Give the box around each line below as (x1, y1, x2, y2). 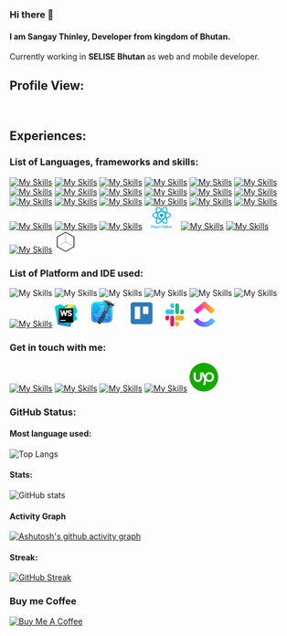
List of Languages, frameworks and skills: (9, 155, 199, 168)
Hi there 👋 (9, 8, 55, 21)
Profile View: (9, 78, 85, 93)
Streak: (9, 552, 38, 563)
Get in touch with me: (9, 342, 107, 355)
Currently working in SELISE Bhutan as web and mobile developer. (9, 51, 260, 62)
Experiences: (9, 128, 87, 144)
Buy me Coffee (9, 595, 77, 608)
